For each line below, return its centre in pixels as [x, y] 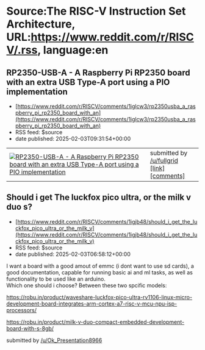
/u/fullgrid [164, 161]
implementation [37, 92]
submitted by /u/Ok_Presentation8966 [54, 340]
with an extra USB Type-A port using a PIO [88, 82]
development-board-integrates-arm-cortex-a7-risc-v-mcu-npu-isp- [92, 304]
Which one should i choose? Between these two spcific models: [87, 285]
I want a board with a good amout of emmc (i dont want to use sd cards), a [100, 266]
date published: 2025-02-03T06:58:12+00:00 [73, 254]
